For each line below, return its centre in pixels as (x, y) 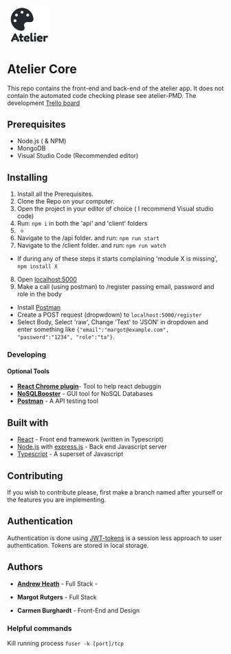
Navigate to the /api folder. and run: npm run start (88, 238)
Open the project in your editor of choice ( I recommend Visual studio (115, 209)
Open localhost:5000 (47, 279)
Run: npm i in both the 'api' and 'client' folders (82, 224)
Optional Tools (29, 371)
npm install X (37, 267)
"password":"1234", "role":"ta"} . (66, 337)
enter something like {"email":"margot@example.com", (93, 330)
